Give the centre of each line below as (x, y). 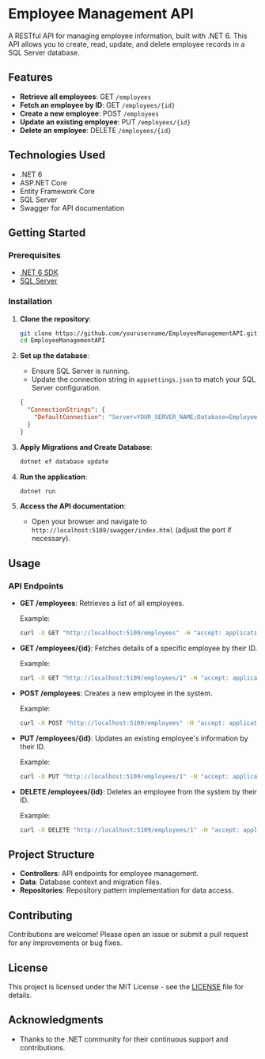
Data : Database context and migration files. (91, 882)
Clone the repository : (55, 318)
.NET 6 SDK (39, 272)
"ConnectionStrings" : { (66, 410)
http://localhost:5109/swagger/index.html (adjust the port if (131, 530)
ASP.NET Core (43, 182)
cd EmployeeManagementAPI (62, 341)
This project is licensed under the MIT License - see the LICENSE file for (126, 986)
